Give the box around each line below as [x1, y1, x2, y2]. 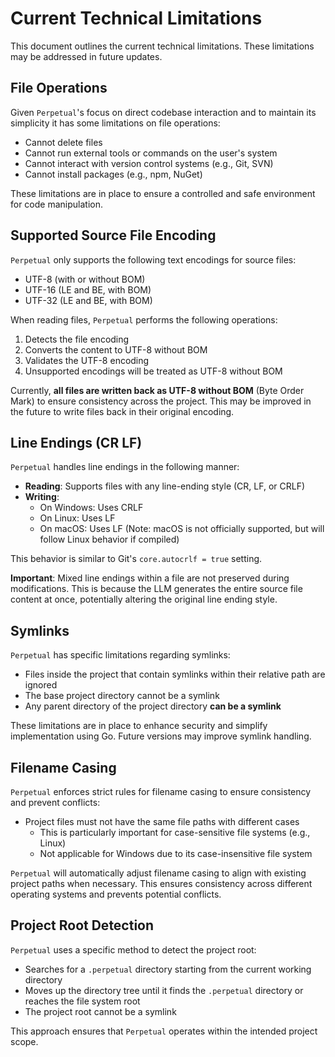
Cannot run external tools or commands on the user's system [24, 147, 278, 159]
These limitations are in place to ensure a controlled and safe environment [10, 187, 316, 199]
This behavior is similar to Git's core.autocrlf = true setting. [10, 553, 263, 565]
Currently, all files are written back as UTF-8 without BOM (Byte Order [10, 384, 305, 396]
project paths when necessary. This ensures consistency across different [10, 878, 313, 889]
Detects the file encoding [24, 333, 130, 345]
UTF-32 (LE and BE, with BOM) [24, 294, 153, 306]
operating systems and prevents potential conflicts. [10, 888, 222, 900]
